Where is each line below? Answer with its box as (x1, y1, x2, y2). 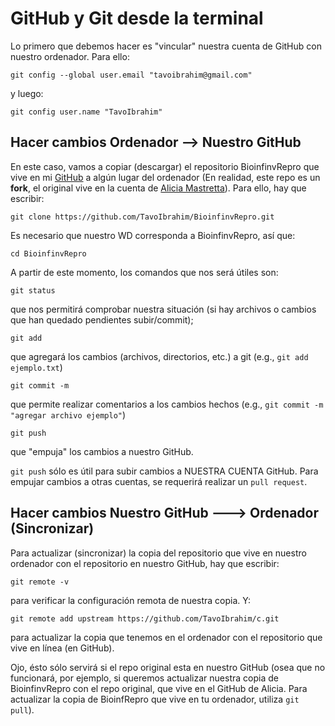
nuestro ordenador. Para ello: (10, 50, 130, 62)
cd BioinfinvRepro (10, 248, 87, 259)
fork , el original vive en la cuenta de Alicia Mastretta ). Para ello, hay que (10, 182, 307, 194)
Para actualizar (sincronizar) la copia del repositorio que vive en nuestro (10, 547, 307, 559)
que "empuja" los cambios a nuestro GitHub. (10, 445, 194, 457)
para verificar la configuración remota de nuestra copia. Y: (10, 594, 251, 606)
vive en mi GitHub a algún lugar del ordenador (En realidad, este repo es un (10, 171, 321, 183)
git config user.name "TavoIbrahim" (10, 107, 163, 117)
